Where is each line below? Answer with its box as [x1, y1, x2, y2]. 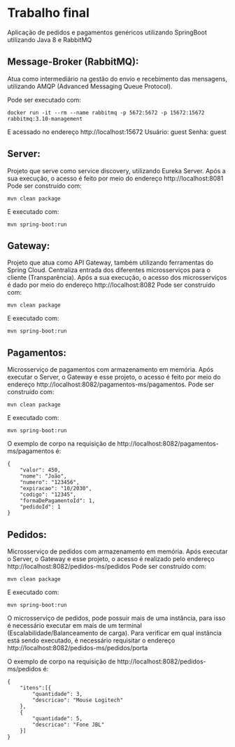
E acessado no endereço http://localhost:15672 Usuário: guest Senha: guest [7, 128, 227, 136]
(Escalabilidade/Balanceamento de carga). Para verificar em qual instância [7, 629, 222, 637]
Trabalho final [7, 5, 90, 21]
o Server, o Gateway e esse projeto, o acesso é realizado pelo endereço [7, 555, 215, 563]
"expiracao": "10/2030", [20, 485, 92, 492]
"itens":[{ [20, 685, 52, 692]
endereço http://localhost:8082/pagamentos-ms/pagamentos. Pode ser [7, 380, 215, 389]
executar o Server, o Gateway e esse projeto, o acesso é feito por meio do [7, 373, 221, 382]
